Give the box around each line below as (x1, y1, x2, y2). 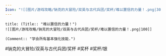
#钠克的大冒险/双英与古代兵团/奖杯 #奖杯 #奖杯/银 (5, 45, 108, 52)
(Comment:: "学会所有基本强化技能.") (5, 36, 76, 41)
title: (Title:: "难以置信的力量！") (5, 22, 77, 27)
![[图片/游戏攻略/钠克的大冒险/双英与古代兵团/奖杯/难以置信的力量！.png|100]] (5, 27, 152, 32)
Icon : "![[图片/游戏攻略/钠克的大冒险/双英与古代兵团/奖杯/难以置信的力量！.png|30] (5, 7, 164, 12)
